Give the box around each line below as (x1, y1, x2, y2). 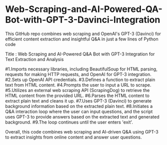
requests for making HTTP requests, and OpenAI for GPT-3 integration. (5, 71, 151, 77)
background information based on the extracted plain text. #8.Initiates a (5, 103, 153, 109)
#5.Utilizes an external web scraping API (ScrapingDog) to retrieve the (5, 87, 150, 93)
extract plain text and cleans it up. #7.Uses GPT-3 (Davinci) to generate (5, 97, 151, 103)
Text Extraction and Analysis (5, 56, 64, 62)
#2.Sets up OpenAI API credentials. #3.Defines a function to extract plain (5, 76, 155, 82)
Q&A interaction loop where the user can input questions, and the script (5, 108, 153, 114)
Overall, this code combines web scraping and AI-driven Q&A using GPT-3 (5, 128, 158, 134)
